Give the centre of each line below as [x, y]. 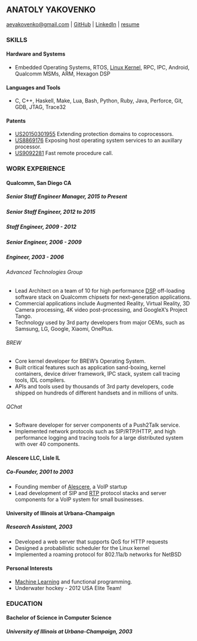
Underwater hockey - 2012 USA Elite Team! [68, 588]
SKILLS [17, 40]
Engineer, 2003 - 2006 [35, 257]
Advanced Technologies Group [44, 272]
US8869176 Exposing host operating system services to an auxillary [98, 141]
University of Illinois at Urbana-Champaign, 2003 [70, 631]
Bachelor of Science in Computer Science [59, 618]
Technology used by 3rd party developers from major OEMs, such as [100, 322]
